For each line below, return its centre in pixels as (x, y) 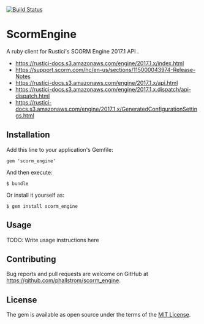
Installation (28, 135)
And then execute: (29, 172)
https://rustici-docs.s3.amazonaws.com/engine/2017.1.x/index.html (100, 63)
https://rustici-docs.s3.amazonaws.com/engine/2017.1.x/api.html (96, 82)
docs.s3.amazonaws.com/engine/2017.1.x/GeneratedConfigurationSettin (106, 109)
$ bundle (17, 184)
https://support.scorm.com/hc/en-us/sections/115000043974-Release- (105, 69)
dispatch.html (32, 96)
